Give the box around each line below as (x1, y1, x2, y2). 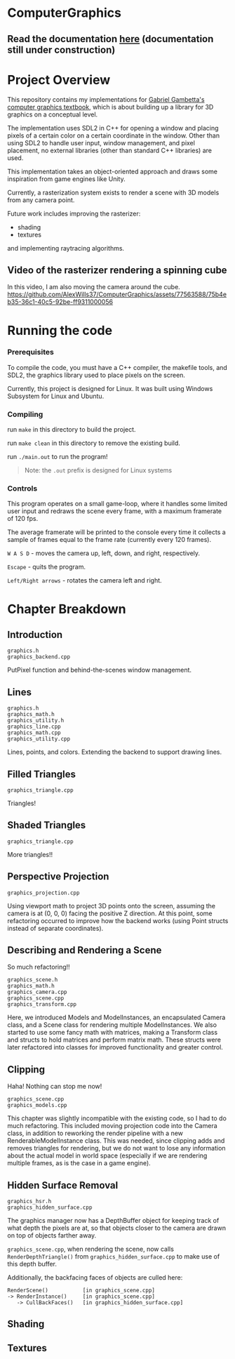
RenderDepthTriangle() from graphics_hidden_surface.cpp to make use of (7, 1252, 220, 1261)
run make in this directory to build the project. (7, 425, 136, 434)
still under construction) (7, 44, 116, 55)
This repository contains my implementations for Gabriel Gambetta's (7, 95, 205, 103)
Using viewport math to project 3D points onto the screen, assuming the (7, 901, 216, 910)
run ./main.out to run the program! (7, 453, 108, 461)
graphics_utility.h (7, 717, 65, 724)
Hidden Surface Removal (7, 1179, 119, 1191)
